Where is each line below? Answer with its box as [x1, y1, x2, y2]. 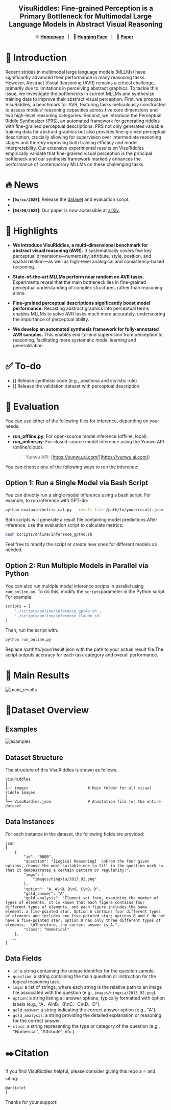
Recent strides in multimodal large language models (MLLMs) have [5, 69, 146, 75]
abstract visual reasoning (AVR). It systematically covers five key [12, 247, 152, 254]
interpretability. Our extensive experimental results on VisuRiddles [5, 145, 144, 151]
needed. [5, 547, 23, 553]
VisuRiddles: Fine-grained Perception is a [18, 4, 153, 13]
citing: [5, 1075, 19, 1081]
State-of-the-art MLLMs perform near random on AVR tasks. [12, 274, 144, 280]
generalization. [12, 342, 44, 348]
